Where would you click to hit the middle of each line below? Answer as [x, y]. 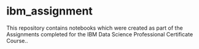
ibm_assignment [50, 11]
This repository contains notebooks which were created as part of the [95, 28]
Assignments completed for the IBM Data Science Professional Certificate [100, 34]
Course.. [17, 41]
